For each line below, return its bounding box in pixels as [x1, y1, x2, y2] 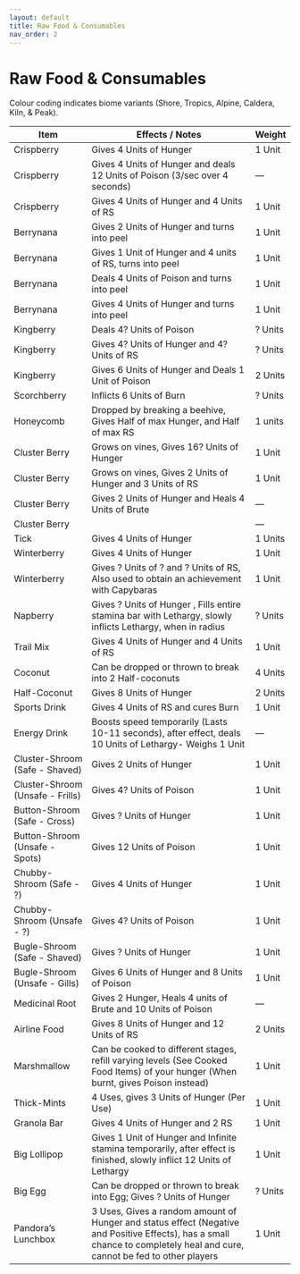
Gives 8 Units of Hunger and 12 [91, 1017, 225, 1030]
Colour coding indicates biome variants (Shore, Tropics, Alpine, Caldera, [9, 97, 275, 108]
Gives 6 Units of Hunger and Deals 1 [91, 364, 246, 376]
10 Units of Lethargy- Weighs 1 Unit [91, 738, 246, 751]
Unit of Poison [91, 375, 151, 387]
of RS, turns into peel [91, 257, 180, 270]
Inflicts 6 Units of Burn [91, 390, 186, 402]
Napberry [13, 610, 54, 622]
